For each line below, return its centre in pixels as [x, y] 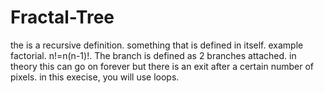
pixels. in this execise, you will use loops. [95, 77]
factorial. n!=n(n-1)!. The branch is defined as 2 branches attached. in [153, 55]
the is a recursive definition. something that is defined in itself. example [157, 45]
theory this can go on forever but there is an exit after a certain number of [162, 66]
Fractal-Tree [62, 17]
